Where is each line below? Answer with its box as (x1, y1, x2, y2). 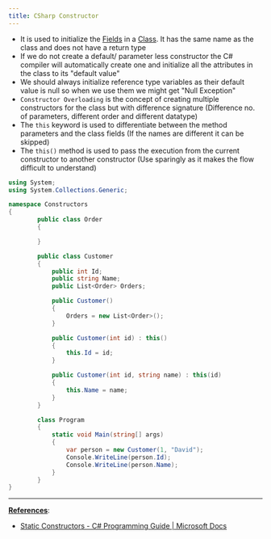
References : (8, 506, 50, 516)
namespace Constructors (8, 200, 89, 208)
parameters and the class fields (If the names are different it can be (19, 128, 244, 138)
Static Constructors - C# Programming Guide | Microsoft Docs (19, 521, 227, 531)
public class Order (37, 216, 103, 224)
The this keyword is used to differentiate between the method (19, 120, 227, 129)
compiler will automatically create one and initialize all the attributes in (19, 60, 253, 69)
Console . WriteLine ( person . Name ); (65, 461, 179, 469)
